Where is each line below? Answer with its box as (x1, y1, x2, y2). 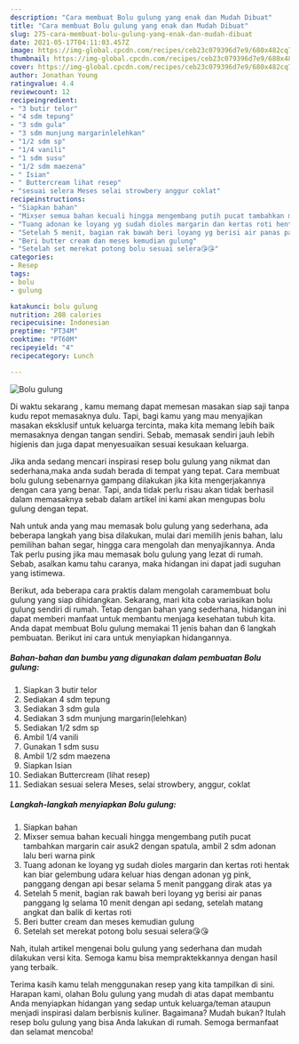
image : (10, 46, 35, 55)
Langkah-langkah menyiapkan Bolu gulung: (10, 799, 177, 810)
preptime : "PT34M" (10, 326, 78, 336)
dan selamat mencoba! (10, 1026, 94, 1037)
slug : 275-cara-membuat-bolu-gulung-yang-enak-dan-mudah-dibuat (10, 29, 253, 38)
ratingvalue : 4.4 (10, 79, 75, 88)
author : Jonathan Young (10, 71, 98, 80)
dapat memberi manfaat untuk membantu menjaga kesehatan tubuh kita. (10, 613, 276, 623)
